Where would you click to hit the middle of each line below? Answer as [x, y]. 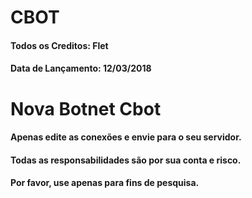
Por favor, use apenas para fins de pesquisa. [105, 183]
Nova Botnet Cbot [86, 108]
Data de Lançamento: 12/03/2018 [81, 68]
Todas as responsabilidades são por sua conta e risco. [126, 160]
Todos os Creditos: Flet [59, 45]
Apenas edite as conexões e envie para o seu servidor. [126, 137]
